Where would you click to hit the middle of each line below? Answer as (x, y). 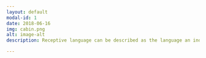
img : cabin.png (26, 29)
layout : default (27, 12)
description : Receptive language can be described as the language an (98, 40)
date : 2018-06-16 (29, 23)
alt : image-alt (26, 35)
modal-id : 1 (21, 18)
